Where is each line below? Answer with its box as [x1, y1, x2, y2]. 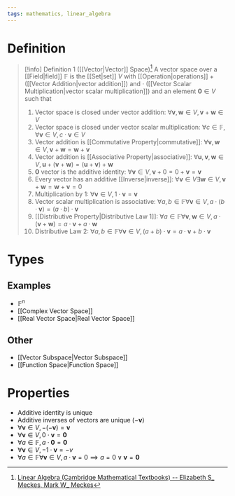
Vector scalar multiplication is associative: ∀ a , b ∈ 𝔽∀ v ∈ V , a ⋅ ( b [34, 198, 225, 206]
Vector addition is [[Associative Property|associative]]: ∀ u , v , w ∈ [34, 153, 224, 161]
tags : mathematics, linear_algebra [7, 10, 111, 18]
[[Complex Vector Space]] [17, 306, 93, 315]
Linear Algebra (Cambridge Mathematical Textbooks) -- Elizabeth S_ [17, 473, 215, 481]
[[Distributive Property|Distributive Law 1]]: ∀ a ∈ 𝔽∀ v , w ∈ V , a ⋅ [34, 212, 221, 221]
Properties [7, 385, 70, 401]
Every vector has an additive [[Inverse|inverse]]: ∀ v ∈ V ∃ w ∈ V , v [34, 175, 226, 184]
